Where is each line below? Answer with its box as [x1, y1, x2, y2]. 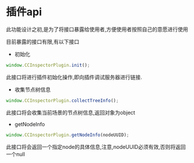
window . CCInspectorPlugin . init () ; [6, 62, 91, 68]
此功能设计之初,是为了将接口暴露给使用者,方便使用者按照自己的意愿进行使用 [6, 26, 189, 33]
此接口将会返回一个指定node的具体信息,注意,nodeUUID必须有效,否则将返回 [6, 143, 186, 150]
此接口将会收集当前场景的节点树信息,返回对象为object [6, 109, 136, 116]
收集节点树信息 [14, 86, 51, 93]
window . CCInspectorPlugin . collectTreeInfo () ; [6, 98, 119, 103]
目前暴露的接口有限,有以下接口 [6, 38, 80, 45]
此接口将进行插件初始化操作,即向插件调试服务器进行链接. [6, 74, 143, 81]
